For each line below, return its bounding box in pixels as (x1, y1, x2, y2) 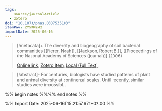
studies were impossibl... (16, 82, 67, 87)
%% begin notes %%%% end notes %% (5, 91, 87, 97)
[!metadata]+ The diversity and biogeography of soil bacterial (16, 43, 140, 48)
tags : (5, 7, 16, 12)
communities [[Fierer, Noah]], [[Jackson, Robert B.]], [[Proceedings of (16, 48, 157, 54)
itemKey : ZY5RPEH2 (5, 25, 42, 30)
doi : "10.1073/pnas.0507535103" (5, 20, 70, 26)
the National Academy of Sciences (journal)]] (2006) (16, 53, 122, 58)
